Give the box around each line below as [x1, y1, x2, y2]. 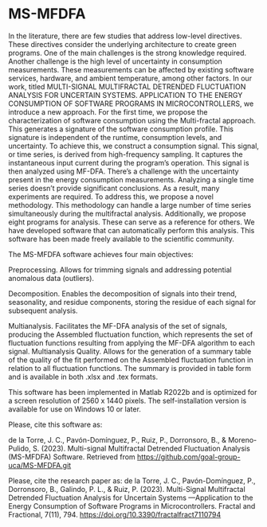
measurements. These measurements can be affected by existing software [8, 64, 254, 74]
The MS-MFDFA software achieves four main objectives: [8, 249, 194, 259]
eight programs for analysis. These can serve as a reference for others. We [8, 217, 255, 227]
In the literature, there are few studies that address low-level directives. [8, 31, 242, 41]
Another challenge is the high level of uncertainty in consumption [8, 57, 223, 66]
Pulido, [8, 443, 32, 453]
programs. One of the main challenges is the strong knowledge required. [8, 48, 247, 57]
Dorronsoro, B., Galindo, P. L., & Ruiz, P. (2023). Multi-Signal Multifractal [8, 484, 245, 494]
